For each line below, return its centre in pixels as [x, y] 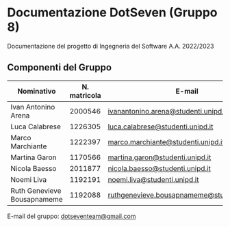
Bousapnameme [37, 199]
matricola [85, 95]
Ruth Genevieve [36, 191]
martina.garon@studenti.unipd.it [159, 157]
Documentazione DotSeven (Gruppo [112, 13]
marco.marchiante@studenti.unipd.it [166, 142]
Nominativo [37, 91]
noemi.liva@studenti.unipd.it [153, 179]
